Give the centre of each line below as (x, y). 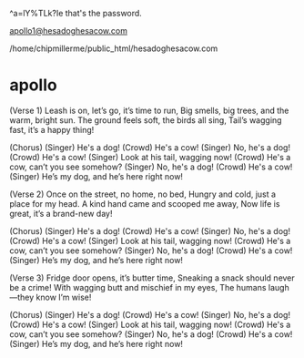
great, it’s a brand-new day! (61, 213)
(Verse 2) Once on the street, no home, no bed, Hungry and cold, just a (142, 194)
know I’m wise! (64, 297)
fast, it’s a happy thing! (52, 129)
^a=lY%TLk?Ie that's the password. (76, 13)
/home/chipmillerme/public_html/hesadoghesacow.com (114, 48)
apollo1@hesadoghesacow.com (68, 31)
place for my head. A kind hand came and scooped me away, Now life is (145, 203)
